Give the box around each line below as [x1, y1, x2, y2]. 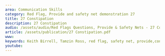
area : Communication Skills [5, 7, 63, 12]
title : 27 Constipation [5, 16, 54, 21]
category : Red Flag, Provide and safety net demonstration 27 [5, 12, 135, 17]
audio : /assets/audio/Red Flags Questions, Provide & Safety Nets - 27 [5, 25, 155, 30]
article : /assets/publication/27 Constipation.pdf [5, 30, 111, 35]
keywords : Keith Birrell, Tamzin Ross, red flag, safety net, [5, 39, 135, 44]
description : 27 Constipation [5, 20, 67, 26]
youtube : [5, 43, 23, 48]
